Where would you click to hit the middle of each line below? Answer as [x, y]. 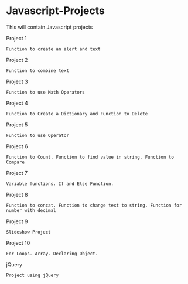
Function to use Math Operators [45, 92]
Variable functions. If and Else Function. [60, 184]
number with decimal [31, 210]
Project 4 [17, 103]
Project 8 [17, 194]
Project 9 [17, 221]
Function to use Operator [37, 135]
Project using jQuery [33, 275]
